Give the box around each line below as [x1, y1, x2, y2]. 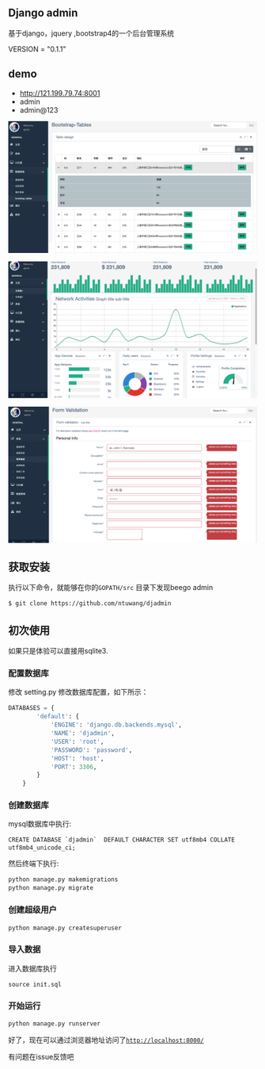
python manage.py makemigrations [8, 876, 119, 883]
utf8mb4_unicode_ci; [8, 844, 77, 852]
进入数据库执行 [8, 964, 57, 973]
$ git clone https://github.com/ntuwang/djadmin [8, 600, 172, 607]
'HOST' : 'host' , [50, 754, 104, 762]
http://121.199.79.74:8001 [19, 88, 100, 98]
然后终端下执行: [8, 859, 59, 868]
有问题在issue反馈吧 [8, 1052, 74, 1061]
